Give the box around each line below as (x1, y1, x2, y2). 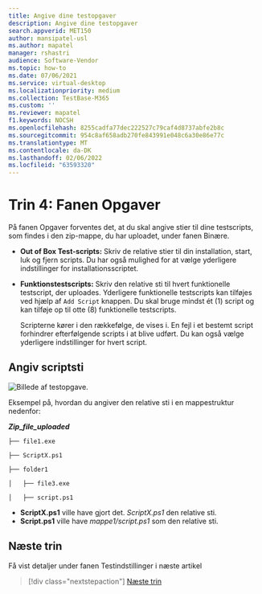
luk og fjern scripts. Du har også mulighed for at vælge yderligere (19, 255, 237, 265)
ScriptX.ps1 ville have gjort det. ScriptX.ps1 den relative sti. (19, 507, 217, 517)
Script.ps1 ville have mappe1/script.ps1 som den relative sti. (19, 516, 219, 526)
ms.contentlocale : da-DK (8, 146, 92, 154)
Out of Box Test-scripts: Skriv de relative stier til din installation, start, (19, 247, 253, 256)
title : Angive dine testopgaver (8, 11, 117, 20)
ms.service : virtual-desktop (8, 79, 106, 87)
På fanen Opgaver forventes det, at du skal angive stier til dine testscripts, (8, 223, 254, 232)
